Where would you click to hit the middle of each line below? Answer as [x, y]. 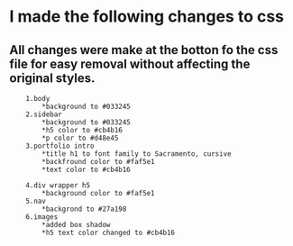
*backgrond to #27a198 [84, 209]
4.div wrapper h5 [58, 186]
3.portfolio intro [60, 146]
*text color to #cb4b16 [86, 169]
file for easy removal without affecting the [130, 64]
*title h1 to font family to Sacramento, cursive [137, 154]
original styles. [52, 78]
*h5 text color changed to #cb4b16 [109, 232]
